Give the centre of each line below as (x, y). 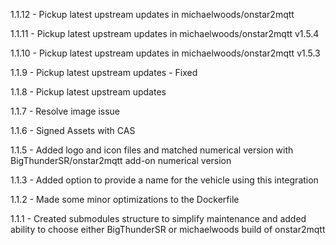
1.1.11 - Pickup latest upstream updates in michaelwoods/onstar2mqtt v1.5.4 (165, 33)
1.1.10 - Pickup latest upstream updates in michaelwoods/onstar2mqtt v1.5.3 (165, 53)
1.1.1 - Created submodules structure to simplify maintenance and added (158, 218)
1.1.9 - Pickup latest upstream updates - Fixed (104, 72)
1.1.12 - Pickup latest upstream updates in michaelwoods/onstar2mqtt (152, 14)
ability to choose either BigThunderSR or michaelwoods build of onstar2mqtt (168, 229)
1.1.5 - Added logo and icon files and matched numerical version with (152, 150)
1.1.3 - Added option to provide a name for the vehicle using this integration (164, 180)
